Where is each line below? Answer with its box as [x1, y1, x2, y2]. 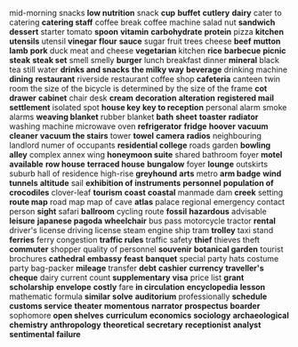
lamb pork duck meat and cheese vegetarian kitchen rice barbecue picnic [9, 45, 286, 56]
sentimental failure [9, 329, 82, 339]
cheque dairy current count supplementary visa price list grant [9, 272, 245, 283]
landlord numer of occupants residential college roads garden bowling [9, 140, 271, 150]
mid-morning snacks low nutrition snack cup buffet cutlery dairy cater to [9, 8, 282, 18]
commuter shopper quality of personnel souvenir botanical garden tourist [9, 244, 284, 254]
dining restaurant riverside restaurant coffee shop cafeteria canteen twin [9, 74, 281, 84]
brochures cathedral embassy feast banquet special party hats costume [9, 254, 279, 263]
